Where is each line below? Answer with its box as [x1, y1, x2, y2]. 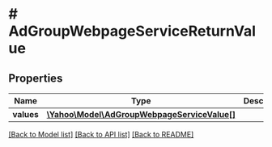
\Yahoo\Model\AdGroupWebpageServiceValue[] [46, 109, 236, 120]
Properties [8, 71, 63, 85]
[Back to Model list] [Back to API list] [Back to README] [8, 130, 194, 139]
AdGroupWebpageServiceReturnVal [8, 22, 257, 40]
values [12, 109, 39, 120]
